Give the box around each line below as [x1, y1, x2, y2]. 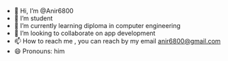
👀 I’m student [13, 14, 53, 22]
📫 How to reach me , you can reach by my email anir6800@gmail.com [13, 37, 221, 45]
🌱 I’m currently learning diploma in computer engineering [13, 22, 181, 29]
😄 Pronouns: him [13, 47, 65, 55]
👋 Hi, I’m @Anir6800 [13, 7, 74, 15]
